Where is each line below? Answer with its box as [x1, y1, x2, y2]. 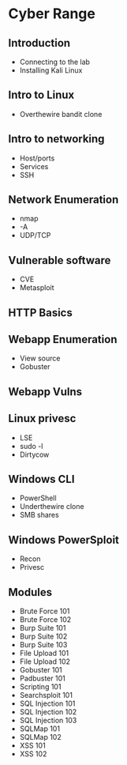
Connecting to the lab [19, 57, 91, 66]
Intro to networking [8, 132, 105, 146]
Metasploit [19, 283, 54, 292]
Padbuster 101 [19, 673, 65, 684]
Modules [8, 586, 53, 599]
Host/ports [19, 153, 55, 163]
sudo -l [19, 441, 43, 450]
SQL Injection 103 [19, 716, 77, 725]
